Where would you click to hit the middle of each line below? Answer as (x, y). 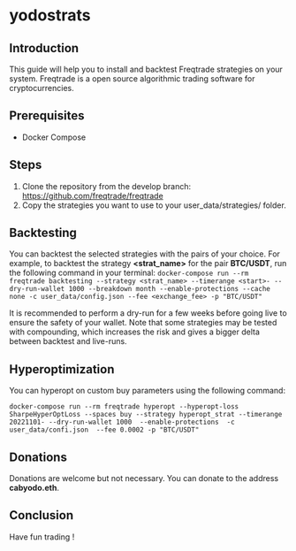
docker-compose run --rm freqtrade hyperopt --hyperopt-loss (124, 407)
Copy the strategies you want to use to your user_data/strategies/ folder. (154, 205)
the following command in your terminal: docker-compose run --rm (129, 273)
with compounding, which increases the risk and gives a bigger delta (135, 332)
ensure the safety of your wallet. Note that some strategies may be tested (143, 323)
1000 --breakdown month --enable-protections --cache (170, 289)
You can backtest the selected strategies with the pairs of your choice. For (145, 254)
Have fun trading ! (42, 537)
